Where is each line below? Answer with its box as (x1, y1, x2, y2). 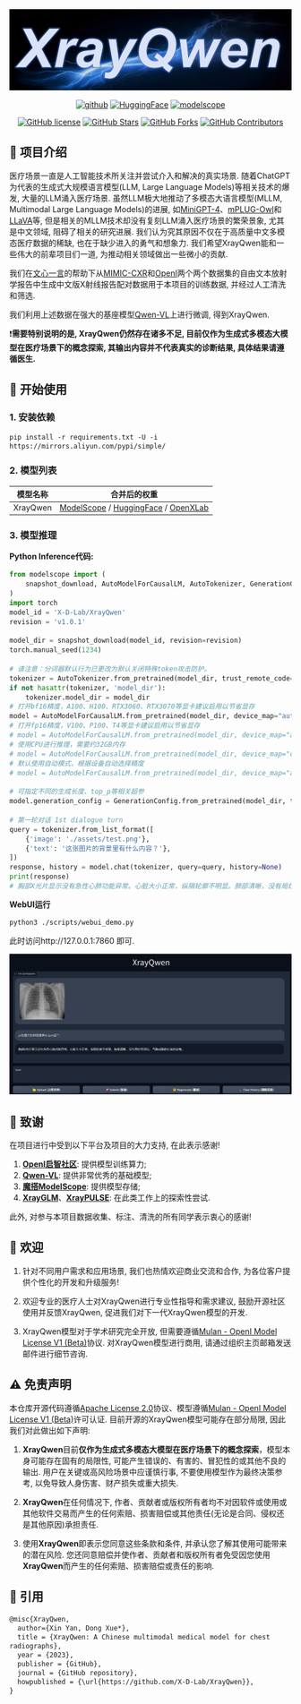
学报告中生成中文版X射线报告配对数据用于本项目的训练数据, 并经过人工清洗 (9, 278, 287, 289)
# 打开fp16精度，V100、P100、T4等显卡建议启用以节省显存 (9, 721, 201, 731)
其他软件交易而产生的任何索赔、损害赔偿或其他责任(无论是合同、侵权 (21, 1508, 277, 1519)
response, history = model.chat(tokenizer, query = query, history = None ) (9, 863, 282, 872)
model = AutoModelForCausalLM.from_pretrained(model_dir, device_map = (9, 712, 279, 721)
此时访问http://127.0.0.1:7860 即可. (9, 935, 135, 946)
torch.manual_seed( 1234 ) (9, 646, 102, 655)
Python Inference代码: (9, 551, 94, 562)
